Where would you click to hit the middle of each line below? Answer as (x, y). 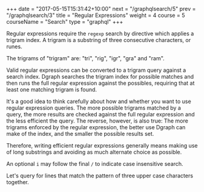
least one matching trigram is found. (52, 90)
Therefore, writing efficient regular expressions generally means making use (102, 145)
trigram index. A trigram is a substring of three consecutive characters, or (99, 40)
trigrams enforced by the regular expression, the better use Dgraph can (96, 127)
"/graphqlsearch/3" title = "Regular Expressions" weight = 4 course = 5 (96, 15)
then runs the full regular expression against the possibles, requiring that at (100, 83)
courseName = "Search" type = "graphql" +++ (65, 22)
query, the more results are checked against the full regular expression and (100, 114)
